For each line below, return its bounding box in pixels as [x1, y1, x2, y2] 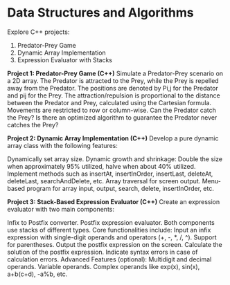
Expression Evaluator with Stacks [17, 55, 113, 64]
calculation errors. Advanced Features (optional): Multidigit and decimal [7, 255, 212, 264]
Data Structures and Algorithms [7, 5, 194, 21]
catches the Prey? [7, 120, 59, 129]
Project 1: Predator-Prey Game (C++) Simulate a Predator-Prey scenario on [7, 69, 224, 77]
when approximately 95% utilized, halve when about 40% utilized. [7, 162, 196, 170]
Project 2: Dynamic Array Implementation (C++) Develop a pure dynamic [7, 134, 219, 142]
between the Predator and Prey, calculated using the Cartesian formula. [7, 98, 211, 107]
